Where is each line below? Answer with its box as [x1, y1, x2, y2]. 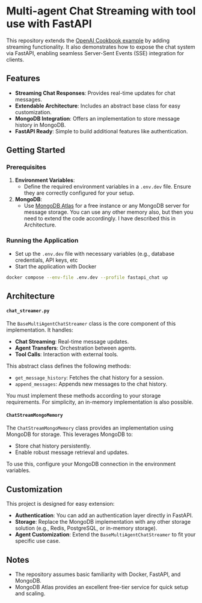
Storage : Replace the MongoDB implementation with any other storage [14, 518, 191, 526]
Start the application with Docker [14, 262, 97, 270]
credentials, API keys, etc [14, 256, 78, 264]
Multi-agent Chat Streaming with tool [6, 4, 196, 18]
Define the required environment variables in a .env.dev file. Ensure [23, 183, 191, 190]
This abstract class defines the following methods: [6, 362, 131, 370]
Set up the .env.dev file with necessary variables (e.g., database [14, 250, 175, 257]
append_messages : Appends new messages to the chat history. [14, 380, 168, 388]
